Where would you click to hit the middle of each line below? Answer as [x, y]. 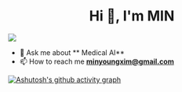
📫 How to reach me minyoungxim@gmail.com [96, 61]
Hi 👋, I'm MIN [132, 16]
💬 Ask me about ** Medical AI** [72, 52]
